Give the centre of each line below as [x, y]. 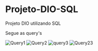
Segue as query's [24, 33]
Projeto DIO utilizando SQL [33, 23]
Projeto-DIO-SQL [42, 9]
